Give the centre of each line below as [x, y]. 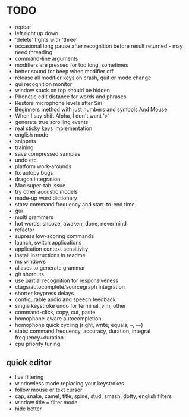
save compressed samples [48, 153]
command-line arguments [46, 58]
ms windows [30, 261]
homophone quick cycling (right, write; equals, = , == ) [79, 325]
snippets [25, 141]
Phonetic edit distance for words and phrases [70, 97]
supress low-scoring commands [54, 236]
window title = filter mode [46, 402]
